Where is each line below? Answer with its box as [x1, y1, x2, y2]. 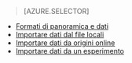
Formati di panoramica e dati [15, 22, 108, 30]
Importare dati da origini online [15, 38, 115, 47]
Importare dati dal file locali [15, 30, 104, 39]
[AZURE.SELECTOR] [23, 7, 90, 16]
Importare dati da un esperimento [15, 47, 124, 55]
